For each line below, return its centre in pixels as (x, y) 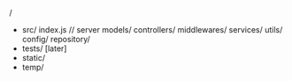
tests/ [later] (44, 48)
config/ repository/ (56, 39)
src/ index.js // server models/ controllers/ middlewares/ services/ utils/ (152, 29)
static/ (34, 58)
